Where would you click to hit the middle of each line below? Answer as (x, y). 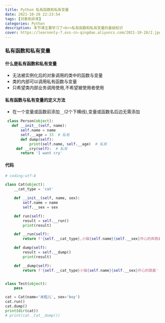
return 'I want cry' (41, 153)
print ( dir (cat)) (22, 311)
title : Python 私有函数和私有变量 (37, 10)
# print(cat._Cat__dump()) (33, 315)
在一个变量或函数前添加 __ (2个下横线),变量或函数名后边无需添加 (76, 112)
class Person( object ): (30, 121)
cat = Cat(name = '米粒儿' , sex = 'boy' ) (42, 297)
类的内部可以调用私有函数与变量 (44, 81)
